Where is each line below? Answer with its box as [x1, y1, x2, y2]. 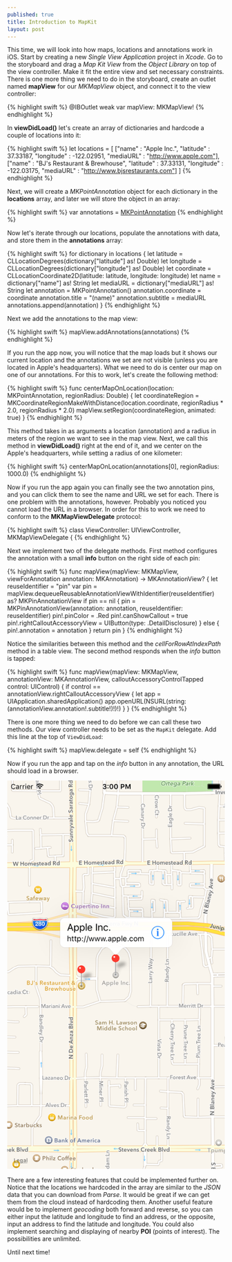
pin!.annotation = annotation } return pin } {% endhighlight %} [7, 626, 183, 634]
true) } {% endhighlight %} [7, 414, 83, 422]
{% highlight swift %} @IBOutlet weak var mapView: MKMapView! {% [7, 103, 205, 111]
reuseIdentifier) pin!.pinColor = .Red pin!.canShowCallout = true [7, 612, 188, 620]
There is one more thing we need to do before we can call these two [7, 718, 202, 726]
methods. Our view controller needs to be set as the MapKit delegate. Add [7, 725, 217, 733]
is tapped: [7, 655, 36, 663]
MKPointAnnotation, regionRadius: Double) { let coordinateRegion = [7, 392, 200, 400]
